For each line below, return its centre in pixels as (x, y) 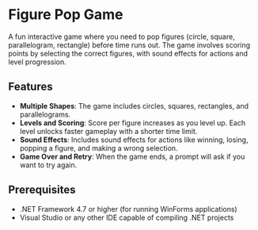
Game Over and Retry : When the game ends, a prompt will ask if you (132, 156)
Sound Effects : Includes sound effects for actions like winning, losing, (134, 140)
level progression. (38, 62)
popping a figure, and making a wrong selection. (99, 148)
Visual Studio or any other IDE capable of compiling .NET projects (127, 217)
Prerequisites (42, 190)
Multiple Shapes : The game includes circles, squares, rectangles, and (134, 105)
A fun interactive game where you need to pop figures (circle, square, (121, 36)
